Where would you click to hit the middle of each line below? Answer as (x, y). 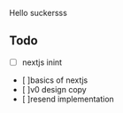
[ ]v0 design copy (54, 89)
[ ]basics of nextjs (55, 80)
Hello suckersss (38, 13)
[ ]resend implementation (68, 99)
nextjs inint (42, 62)
